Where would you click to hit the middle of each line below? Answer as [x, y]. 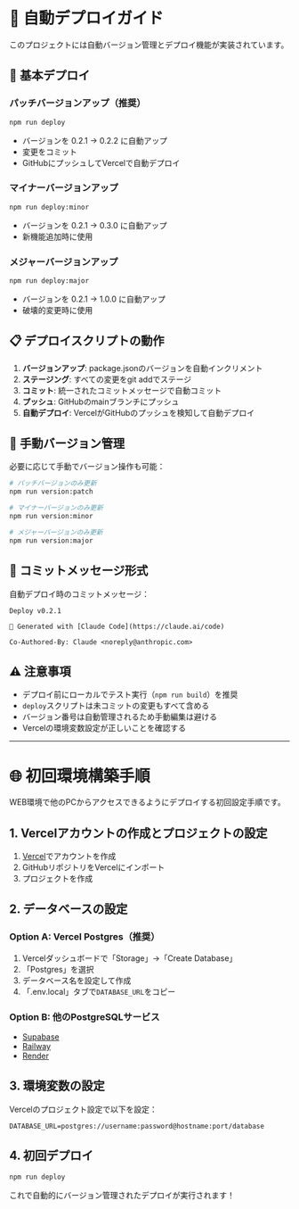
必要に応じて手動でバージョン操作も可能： [87, 467]
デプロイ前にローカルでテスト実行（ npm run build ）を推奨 [130, 695]
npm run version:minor [51, 517]
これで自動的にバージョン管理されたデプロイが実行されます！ [122, 1195]
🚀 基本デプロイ [50, 75]
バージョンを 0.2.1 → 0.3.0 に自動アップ [94, 225]
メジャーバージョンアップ [64, 261]
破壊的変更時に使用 [57, 310]
